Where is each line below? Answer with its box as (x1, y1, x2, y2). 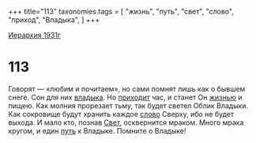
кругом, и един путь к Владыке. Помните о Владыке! (8, 126, 186, 135)
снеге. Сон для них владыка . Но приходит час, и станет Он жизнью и (8, 92, 243, 102)
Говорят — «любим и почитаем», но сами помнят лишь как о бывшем (8, 84, 246, 93)
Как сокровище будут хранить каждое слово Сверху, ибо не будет (8, 109, 235, 119)
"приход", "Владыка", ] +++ (8, 15, 100, 24)
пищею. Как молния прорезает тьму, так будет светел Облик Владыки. (8, 100, 249, 110)
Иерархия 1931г (8, 31, 61, 40)
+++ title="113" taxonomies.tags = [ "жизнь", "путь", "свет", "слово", (8, 7, 235, 16)
